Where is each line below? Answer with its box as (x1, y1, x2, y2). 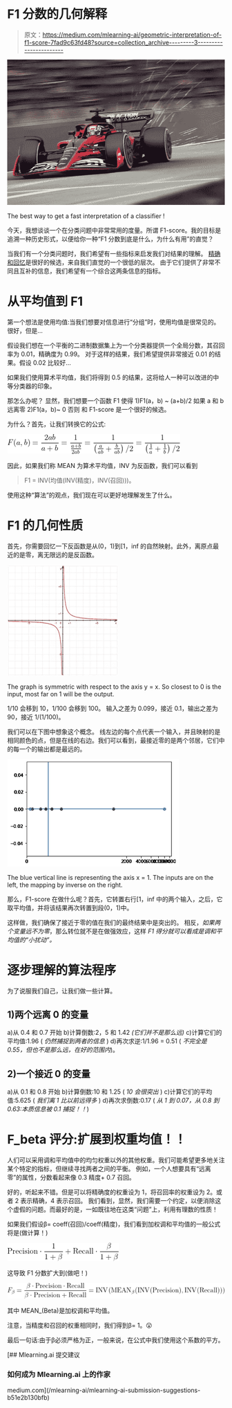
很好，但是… (7, 326, 43, 334)
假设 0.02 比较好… (19, 358, 71, 367)
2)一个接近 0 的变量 (7, 1067, 91, 1080)
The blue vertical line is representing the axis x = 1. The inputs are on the (7, 873, 214, 881)
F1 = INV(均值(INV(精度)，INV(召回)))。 (23, 476, 135, 485)
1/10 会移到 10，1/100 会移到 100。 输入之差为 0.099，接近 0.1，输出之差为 (7, 704, 219, 712)
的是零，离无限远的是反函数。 (12, 550, 98, 559)
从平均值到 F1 (7, 294, 84, 309)
